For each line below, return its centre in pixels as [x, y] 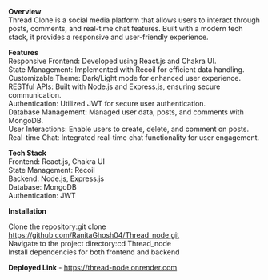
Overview [25, 12]
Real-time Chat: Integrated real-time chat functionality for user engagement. [134, 138]
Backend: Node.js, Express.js [56, 178]
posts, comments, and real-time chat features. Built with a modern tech [126, 28]
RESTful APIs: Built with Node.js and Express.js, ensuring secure [114, 86]
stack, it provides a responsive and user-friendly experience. [109, 37]
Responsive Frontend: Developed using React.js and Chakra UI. [112, 61]
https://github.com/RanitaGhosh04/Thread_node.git [94, 235]
